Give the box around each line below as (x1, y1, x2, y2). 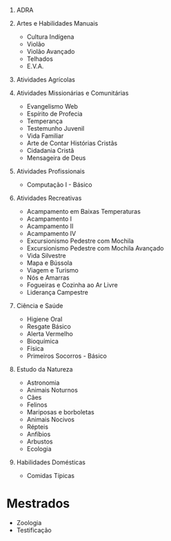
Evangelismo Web (26, 102, 79, 110)
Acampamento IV (26, 230, 77, 237)
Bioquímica (26, 337, 59, 345)
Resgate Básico (26, 322, 72, 331)
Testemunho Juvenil (26, 125, 85, 132)
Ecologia (26, 445, 52, 452)
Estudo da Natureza (16, 365, 73, 373)
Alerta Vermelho (26, 330, 73, 338)
